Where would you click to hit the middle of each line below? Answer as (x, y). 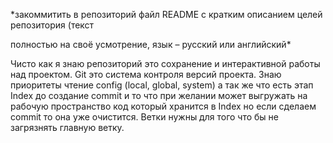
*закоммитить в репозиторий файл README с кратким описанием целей (166, 14)
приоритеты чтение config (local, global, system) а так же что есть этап (162, 85)
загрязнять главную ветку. (67, 127)
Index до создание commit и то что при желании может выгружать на (159, 95)
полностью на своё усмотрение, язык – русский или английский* (151, 44)
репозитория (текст (52, 25)
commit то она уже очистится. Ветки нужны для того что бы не (145, 117)
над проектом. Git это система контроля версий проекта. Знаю (146, 74)
